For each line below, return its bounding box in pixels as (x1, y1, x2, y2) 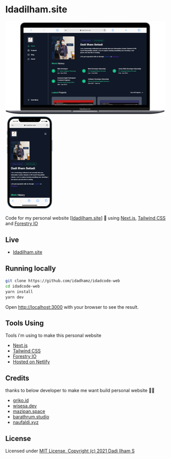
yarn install (5, 289, 33, 294)
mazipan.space (12, 408, 46, 415)
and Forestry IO (5, 220, 38, 227)
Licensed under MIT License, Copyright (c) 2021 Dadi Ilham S (5, 448, 135, 454)
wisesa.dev (12, 403, 37, 409)
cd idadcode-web (5, 284, 40, 289)
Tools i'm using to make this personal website (5, 332, 101, 339)
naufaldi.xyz (12, 419, 39, 426)
